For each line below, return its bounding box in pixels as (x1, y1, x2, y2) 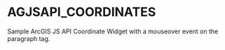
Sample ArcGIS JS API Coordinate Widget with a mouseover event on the (7, 27, 219, 35)
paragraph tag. (7, 34, 50, 42)
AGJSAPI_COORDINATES (7, 4, 156, 20)
